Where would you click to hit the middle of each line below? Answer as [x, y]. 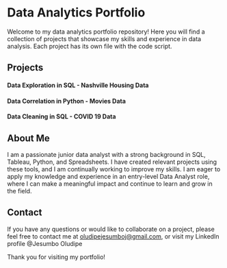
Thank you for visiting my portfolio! [56, 257]
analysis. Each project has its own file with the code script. [90, 46]
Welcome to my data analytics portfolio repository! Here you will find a [106, 32]
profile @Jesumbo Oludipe [45, 243]
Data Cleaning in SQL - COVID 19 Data [62, 117]
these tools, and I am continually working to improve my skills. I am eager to [114, 169]
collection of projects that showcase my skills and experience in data [104, 38]
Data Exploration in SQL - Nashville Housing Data [78, 85]
